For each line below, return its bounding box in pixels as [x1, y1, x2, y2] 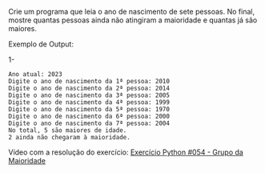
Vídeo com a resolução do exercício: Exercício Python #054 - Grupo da [8, 147, 244, 157]
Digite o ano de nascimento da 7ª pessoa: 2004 [8, 119, 171, 127]
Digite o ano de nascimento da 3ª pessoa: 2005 [8, 91, 171, 99]
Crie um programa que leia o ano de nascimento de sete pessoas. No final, [8, 7, 255, 16]
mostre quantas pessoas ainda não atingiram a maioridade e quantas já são [8, 15, 258, 25]
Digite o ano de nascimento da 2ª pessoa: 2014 [8, 84, 171, 92]
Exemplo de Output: [8, 39, 74, 49]
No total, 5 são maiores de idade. [8, 127, 127, 135]
